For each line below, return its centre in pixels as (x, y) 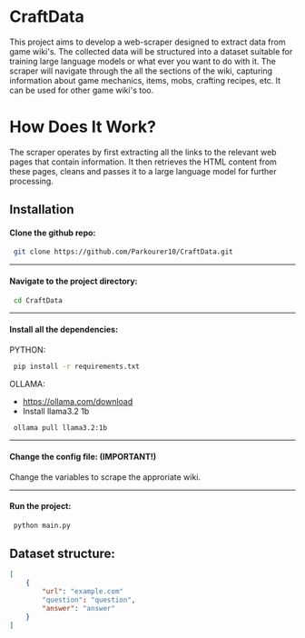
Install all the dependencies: (64, 330)
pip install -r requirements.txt (77, 366)
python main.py (42, 525)
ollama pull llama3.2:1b (60, 428)
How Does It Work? (83, 127)
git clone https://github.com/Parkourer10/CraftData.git (123, 252)
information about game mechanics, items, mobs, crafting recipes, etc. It (145, 80)
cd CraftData (38, 300)
